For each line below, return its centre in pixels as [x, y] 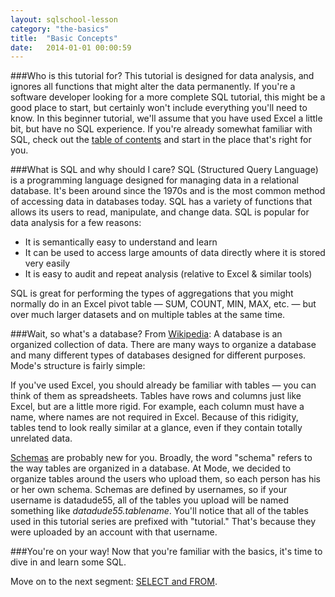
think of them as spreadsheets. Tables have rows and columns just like [156, 396]
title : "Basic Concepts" [64, 38]
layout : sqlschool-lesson [64, 19]
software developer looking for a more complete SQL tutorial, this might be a [168, 97]
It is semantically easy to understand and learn [121, 242]
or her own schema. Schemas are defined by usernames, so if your [149, 490]
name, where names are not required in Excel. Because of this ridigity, [154, 417]
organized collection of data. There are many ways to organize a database [163, 345]
